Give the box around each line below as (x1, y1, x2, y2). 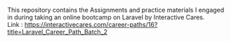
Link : (7, 21, 23, 28)
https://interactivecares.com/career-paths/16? (24, 21, 158, 28)
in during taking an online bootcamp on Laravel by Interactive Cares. (7, 13, 205, 21)
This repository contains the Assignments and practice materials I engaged (7, 6, 225, 14)
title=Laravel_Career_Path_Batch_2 (7, 28, 107, 36)
